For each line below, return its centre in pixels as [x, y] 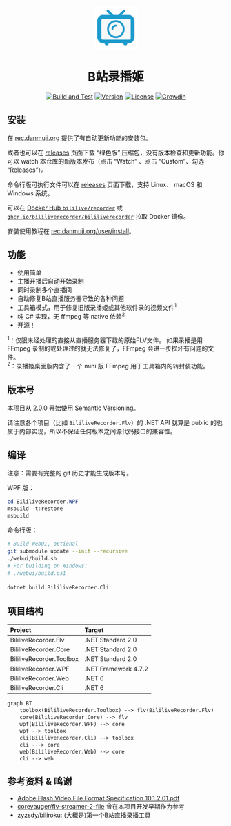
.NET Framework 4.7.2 [117, 669]
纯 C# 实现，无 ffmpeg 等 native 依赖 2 [71, 316]
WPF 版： [21, 487]
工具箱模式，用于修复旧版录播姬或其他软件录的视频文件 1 [97, 307]
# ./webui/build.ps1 [37, 573]
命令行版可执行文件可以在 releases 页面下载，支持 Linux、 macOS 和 [105, 184]
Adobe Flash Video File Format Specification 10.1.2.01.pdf [98, 798]
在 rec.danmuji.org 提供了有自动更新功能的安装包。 [80, 138]
